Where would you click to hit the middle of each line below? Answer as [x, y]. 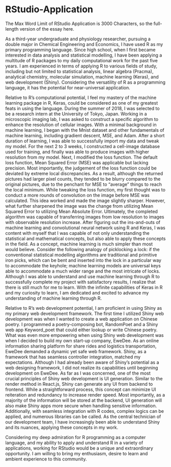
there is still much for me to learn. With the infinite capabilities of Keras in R [84, 287]
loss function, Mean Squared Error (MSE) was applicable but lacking [77, 162]
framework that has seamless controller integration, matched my [73, 357]
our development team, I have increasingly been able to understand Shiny [83, 422]
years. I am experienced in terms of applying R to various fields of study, [81, 66]
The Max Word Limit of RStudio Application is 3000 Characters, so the [79, 23]
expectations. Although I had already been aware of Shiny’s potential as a [82, 362]
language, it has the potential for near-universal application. [68, 87]
